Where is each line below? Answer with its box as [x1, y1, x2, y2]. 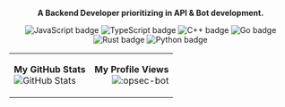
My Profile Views [93, 63, 169, 75]
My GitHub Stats [13, 63, 86, 75]
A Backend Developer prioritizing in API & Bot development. [37, 8, 264, 18]
